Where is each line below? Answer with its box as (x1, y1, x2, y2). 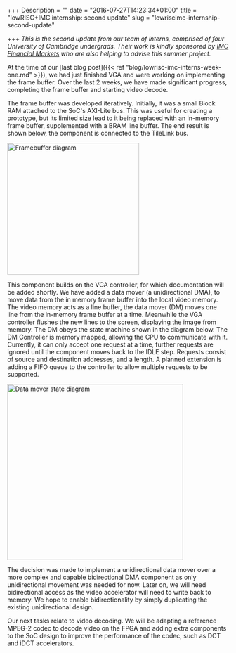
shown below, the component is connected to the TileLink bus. (7, 129, 189, 137)
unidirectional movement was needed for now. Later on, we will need (7, 581, 206, 589)
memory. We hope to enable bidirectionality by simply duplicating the (7, 595, 208, 604)
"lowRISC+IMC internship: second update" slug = (7, 13, 150, 22)
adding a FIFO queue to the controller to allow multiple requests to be (7, 363, 208, 371)
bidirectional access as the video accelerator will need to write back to (7, 588, 212, 596)
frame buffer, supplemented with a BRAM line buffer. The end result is (7, 122, 209, 129)
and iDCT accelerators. (7, 639, 74, 647)
